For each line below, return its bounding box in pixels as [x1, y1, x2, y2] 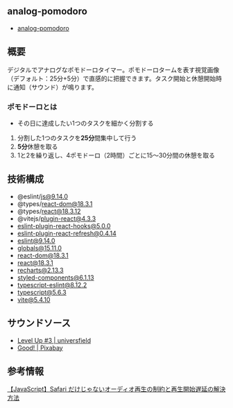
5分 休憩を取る [17, 142, 58, 151]
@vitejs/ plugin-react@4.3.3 [17, 214, 96, 223]
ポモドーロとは [7, 102, 58, 112]
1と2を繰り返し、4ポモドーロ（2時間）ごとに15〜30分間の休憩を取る [17, 151, 216, 159]
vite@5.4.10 [17, 295, 51, 304]
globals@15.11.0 [17, 244, 62, 252]
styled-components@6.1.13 [17, 273, 95, 282]
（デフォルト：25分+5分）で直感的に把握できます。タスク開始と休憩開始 [7, 74, 216, 83]
